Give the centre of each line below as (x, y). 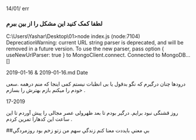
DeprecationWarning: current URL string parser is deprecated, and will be (95, 43)
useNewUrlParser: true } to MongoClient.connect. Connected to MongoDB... (98, 55)
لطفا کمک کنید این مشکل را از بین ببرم (54, 23)
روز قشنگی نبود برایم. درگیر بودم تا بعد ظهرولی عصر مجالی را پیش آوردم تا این (92, 113)
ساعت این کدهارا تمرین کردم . (39, 119)
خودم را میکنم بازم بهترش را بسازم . (46, 90)
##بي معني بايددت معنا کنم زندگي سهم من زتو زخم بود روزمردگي (78, 131)
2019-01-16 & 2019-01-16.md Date (47, 73)
